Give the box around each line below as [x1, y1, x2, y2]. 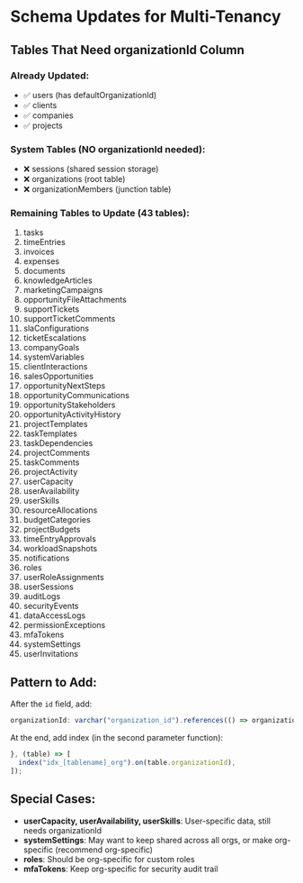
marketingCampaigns [22, 285, 103, 296]
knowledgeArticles [22, 275, 93, 286]
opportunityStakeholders [22, 399, 116, 411]
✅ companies [22, 110, 75, 121]
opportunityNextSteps [22, 380, 106, 391]
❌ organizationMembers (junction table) [22, 184, 172, 195]
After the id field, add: [10, 698, 93, 709]
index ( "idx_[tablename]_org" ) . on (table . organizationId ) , [18, 759, 236, 768]
